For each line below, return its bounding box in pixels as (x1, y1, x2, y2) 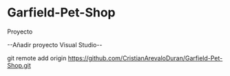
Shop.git (7, 61, 31, 69)
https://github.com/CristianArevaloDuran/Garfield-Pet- (67, 53, 223, 62)
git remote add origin (7, 53, 67, 62)
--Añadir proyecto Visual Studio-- (7, 40, 103, 49)
